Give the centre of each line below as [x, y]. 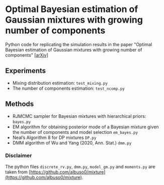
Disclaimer [19, 155]
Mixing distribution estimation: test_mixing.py [60, 83]
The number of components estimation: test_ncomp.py [68, 88]
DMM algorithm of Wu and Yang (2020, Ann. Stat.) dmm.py [72, 143]
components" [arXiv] [27, 55]
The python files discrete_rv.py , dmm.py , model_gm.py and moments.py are [80, 166]
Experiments [26, 71]
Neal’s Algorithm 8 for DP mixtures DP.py [54, 137]
